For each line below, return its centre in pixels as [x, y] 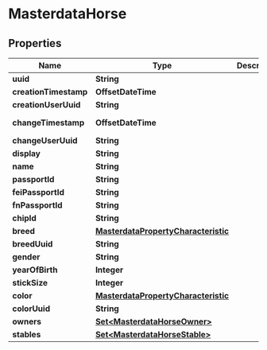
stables [27, 334]
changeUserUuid [45, 140]
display [27, 154]
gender [26, 257]
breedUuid [33, 244]
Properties [35, 43]
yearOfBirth [35, 270]
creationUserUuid [46, 105]
